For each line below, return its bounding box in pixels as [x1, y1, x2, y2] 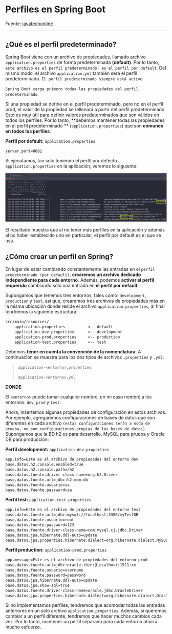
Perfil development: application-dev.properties [5, 446, 110, 452]
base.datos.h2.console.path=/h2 [5, 467, 74, 472]
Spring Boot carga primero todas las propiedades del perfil [5, 86, 139, 92]
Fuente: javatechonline [5, 20, 53, 27]
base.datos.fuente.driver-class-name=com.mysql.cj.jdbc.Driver [5, 527, 143, 533]
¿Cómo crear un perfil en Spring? [5, 252, 114, 261]
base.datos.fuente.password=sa [5, 488, 72, 493]
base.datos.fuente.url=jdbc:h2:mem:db [5, 477, 88, 482]
